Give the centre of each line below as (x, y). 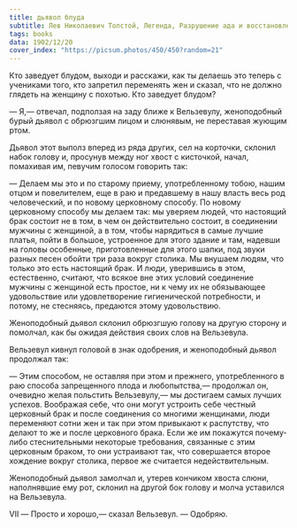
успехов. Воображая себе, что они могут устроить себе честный (133, 405)
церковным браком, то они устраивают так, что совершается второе (140, 452)
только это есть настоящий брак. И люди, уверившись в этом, (127, 268)
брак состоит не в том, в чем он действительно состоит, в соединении (144, 221)
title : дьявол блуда (47, 17)
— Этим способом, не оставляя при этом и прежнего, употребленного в (147, 377)
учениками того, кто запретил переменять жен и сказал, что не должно (146, 85)
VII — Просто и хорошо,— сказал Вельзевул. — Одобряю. (118, 514)
